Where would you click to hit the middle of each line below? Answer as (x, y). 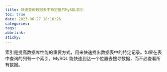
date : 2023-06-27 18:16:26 (33, 19)
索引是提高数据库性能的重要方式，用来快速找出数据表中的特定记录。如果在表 (83, 52)
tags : (11, 28)
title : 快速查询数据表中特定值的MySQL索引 (44, 10)
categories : (17, 24)
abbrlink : (15, 33)
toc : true (15, 14)
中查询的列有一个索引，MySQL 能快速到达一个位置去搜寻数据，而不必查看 (81, 58)
